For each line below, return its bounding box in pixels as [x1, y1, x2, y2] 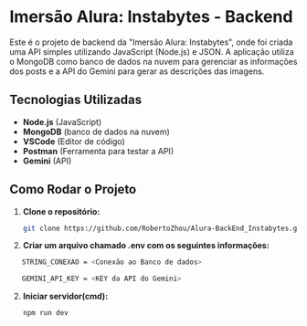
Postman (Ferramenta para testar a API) [22, 145, 175, 156]
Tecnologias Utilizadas [9, 92, 143, 108]
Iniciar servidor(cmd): [22, 290, 109, 302]
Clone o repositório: [22, 205, 101, 216]
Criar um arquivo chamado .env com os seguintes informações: [22, 240, 270, 251]
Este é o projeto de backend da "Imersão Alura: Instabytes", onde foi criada [9, 37, 293, 47]
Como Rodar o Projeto [9, 182, 137, 197]
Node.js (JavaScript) [22, 116, 102, 127]
